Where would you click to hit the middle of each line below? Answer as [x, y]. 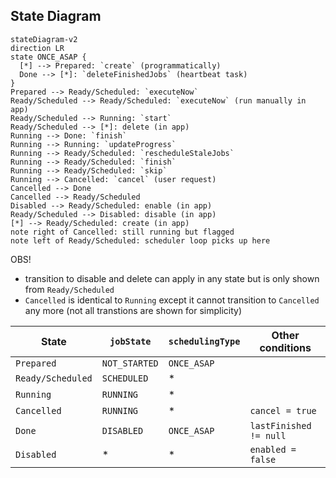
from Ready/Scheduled [69, 289]
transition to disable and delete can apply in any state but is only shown [172, 278]
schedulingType [204, 341]
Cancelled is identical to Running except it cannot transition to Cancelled [172, 300]
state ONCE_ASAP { [48, 57]
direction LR [37, 48]
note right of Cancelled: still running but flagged [122, 232]
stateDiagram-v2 [44, 39]
